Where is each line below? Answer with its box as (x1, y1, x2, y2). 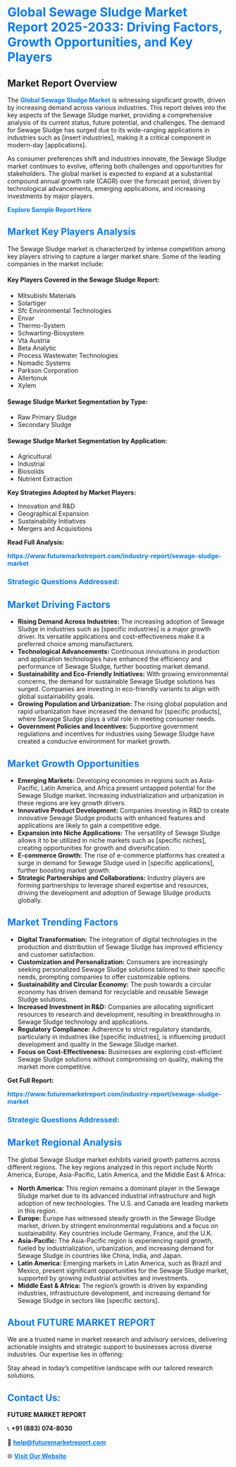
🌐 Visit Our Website (7, 1452, 67, 1461)
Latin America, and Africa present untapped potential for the (41, 784, 216, 792)
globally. (17, 896, 42, 904)
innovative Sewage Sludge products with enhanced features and (17, 813, 206, 822)
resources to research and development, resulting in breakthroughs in (17, 1010, 221, 1018)
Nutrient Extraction (17, 475, 73, 483)
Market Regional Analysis (7, 1137, 123, 1149)
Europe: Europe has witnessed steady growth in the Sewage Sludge (17, 1213, 216, 1222)
